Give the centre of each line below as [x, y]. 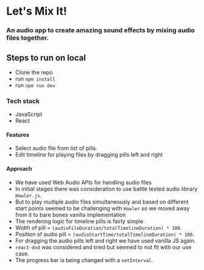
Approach [19, 169]
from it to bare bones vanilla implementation [70, 215]
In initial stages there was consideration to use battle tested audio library [106, 189]
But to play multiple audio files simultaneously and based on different [102, 202]
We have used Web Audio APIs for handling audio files [83, 182]
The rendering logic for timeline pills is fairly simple [79, 221]
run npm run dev [35, 85]
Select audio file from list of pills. [56, 148]
